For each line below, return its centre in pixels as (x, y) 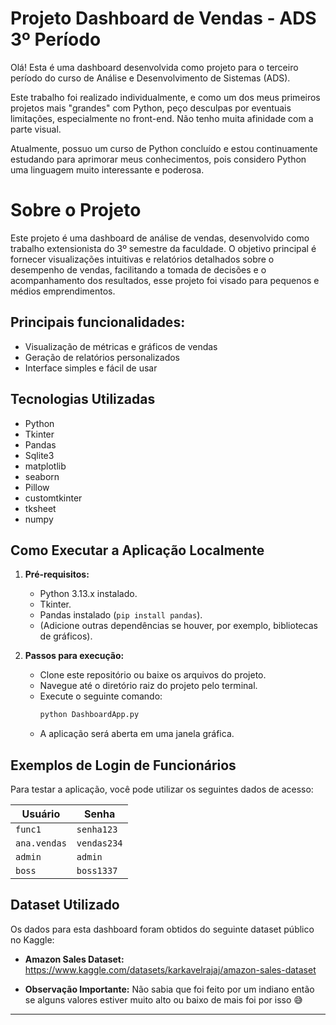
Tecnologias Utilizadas (83, 399)
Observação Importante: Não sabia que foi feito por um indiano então (169, 989)
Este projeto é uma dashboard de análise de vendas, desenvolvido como (160, 238)
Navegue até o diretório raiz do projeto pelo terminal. (148, 686)
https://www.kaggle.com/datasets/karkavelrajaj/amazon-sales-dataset (170, 969)
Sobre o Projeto (76, 210)
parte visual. (36, 129)
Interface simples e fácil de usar (91, 368)
